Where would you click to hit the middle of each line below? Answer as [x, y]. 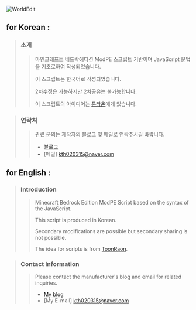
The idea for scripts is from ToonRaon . [81, 248]
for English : [28, 173]
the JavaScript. [53, 209]
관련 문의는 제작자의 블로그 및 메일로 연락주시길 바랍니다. [100, 134]
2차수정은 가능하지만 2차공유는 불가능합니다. [86, 91]
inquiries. [46, 283]
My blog [54, 294]
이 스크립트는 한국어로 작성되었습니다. [78, 79]
